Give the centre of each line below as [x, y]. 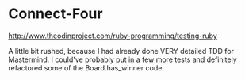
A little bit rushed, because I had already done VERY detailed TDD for [121, 51]
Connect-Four [56, 14]
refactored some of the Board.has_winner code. [86, 67]
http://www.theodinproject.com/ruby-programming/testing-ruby [113, 36]
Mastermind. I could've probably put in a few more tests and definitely [123, 59]
